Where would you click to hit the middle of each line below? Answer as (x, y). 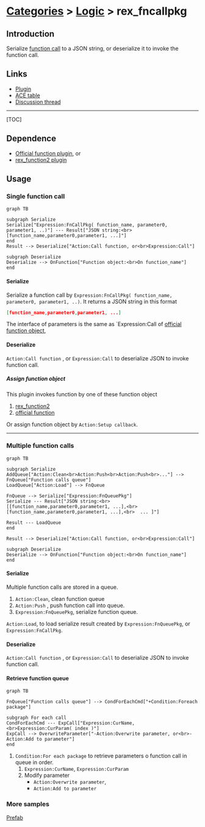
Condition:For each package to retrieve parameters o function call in (101, 756)
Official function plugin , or (48, 153)
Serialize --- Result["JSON (42, 501)
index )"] (87, 729)
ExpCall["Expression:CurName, (97, 723)
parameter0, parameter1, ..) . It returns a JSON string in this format (92, 301)
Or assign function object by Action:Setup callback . (72, 424)
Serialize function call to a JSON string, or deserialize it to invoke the (92, 48)
